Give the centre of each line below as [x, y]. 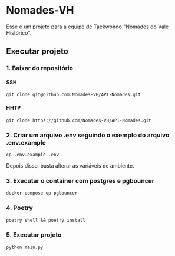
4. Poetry [20, 208]
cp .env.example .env [33, 155]
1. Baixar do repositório [40, 68]
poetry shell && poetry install [46, 220]
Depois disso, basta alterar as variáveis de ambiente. [70, 165]
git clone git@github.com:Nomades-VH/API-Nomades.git [74, 95]
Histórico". [19, 32]
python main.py [25, 247]
